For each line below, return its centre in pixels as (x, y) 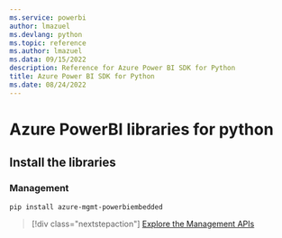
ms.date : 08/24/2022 (48, 85)
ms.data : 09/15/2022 (48, 59)
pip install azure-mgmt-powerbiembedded (86, 207)
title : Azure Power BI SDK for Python (82, 77)
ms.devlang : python (46, 34)
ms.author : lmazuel (46, 51)
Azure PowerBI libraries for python (141, 129)
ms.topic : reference (48, 43)
